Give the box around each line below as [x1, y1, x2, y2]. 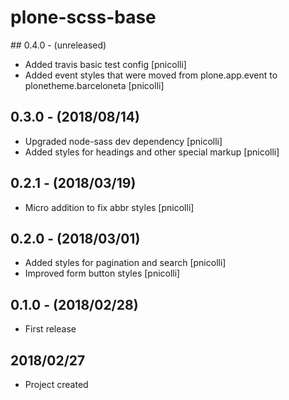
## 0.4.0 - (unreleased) [10, 39, 107, 51]
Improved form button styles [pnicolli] [24, 267, 181, 280]
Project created [24, 379, 89, 390]
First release [24, 323, 77, 335]
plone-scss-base [10, 6, 157, 29]
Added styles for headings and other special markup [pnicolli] [24, 146, 280, 158]
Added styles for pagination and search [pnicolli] [24, 257, 227, 269]
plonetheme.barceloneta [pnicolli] [24, 79, 165, 91]
